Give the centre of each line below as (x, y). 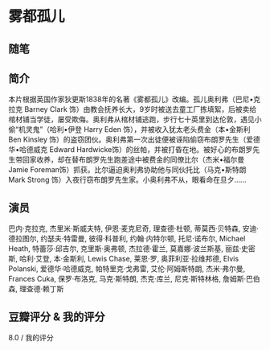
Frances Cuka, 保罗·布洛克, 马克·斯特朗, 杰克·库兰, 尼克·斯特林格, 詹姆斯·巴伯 (134, 279)
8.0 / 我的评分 (31, 338)
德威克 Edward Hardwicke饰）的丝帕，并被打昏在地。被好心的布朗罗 (139, 150)
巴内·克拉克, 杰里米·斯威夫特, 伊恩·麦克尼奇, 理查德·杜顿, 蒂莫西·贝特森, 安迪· (134, 229)
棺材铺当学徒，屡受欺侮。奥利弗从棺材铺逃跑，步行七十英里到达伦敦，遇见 (131, 119)
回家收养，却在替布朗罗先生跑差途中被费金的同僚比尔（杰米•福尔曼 (133, 160)
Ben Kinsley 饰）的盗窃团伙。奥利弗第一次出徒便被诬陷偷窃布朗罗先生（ (127, 140)
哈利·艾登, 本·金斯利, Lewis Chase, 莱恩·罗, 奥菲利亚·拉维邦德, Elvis (129, 259)
